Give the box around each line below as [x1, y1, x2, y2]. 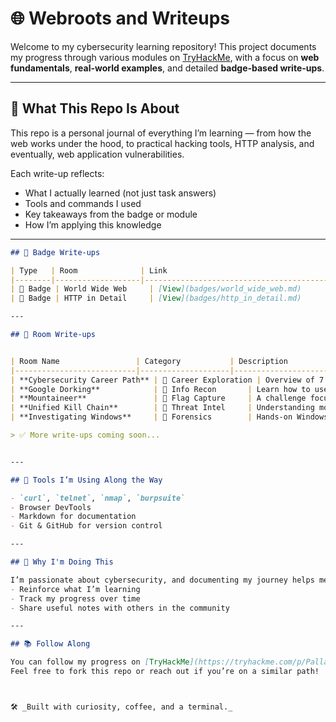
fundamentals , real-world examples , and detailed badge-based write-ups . [10, 62, 325, 74]
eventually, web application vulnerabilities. [10, 148, 185, 160]
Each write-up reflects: [10, 167, 105, 179]
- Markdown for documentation [10, 512, 137, 522]
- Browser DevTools [10, 502, 92, 512]
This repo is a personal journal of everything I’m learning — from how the [10, 127, 312, 139]
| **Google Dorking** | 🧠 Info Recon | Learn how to [10, 384, 311, 394]
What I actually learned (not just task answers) [24, 187, 217, 199]
